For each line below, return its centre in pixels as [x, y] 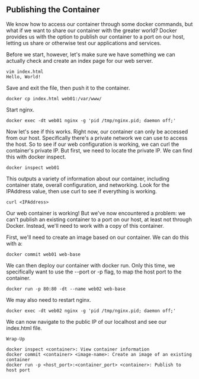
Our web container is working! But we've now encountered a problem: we [96, 213]
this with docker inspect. [36, 157]
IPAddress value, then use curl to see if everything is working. [81, 191]
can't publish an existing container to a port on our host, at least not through [99, 219]
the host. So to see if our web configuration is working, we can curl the [93, 144]
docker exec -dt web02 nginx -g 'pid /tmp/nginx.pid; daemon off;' [91, 311]
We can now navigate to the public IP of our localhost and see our [86, 321]
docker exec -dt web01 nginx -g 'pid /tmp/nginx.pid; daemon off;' [91, 120]
